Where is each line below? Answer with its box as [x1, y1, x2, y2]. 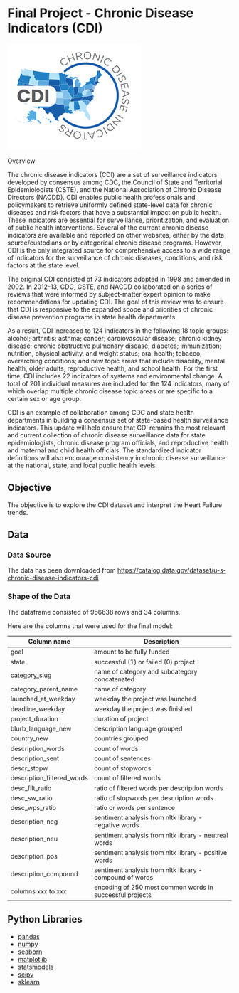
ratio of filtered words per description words [94, 784, 223, 792]
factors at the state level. [7, 261, 80, 270]
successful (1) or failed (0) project [94, 657, 196, 666]
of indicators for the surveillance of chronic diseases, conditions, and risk [7, 253, 223, 262]
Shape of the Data [7, 592, 71, 602]
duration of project [94, 714, 149, 723]
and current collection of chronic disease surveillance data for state [7, 430, 206, 439]
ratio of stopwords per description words [94, 793, 213, 802]
